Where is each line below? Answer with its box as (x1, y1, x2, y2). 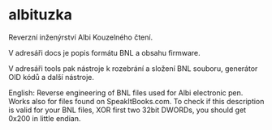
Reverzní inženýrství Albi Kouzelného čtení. (8, 32, 153, 42)
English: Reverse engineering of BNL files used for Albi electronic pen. (8, 87, 244, 98)
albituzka (8, 6, 73, 24)
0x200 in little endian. (8, 113, 81, 123)
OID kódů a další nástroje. (8, 72, 95, 82)
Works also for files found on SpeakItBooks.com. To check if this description (8, 96, 265, 106)
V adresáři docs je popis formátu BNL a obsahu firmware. (8, 48, 201, 57)
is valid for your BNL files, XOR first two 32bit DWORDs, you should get (8, 105, 246, 115)
